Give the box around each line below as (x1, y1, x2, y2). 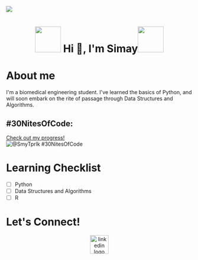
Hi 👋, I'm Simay (63, 42, 138, 56)
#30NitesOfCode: (6, 118, 73, 129)
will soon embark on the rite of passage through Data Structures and (6, 95, 173, 102)
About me (6, 69, 56, 82)
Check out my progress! (6, 134, 65, 141)
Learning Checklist (6, 161, 102, 175)
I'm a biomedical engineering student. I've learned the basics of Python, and (6, 89, 192, 96)
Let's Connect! (6, 216, 80, 229)
